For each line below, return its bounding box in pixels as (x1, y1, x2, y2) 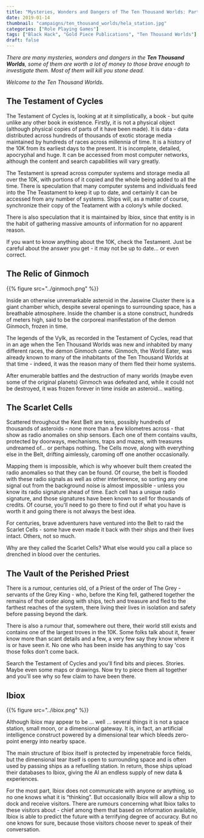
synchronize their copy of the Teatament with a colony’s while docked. (6, 201, 183, 209)
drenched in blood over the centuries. (6, 551, 101, 558)
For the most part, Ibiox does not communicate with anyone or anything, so (6, 787, 194, 794)
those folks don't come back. (6, 648, 80, 656)
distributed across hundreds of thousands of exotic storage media (6, 131, 172, 139)
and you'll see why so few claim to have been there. (6, 673, 137, 680)
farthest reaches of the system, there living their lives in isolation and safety (6, 604, 196, 611)
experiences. (6, 775, 39, 783)
